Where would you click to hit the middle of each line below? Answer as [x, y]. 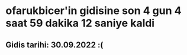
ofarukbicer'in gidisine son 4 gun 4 [93, 11]
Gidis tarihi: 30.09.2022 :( [54, 45]
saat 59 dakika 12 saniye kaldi [80, 23]
